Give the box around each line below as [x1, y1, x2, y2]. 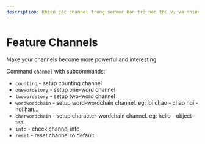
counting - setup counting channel [15, 79, 103, 86]
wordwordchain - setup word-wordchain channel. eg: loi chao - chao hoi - [15, 99, 198, 106]
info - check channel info [15, 125, 80, 132]
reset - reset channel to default [15, 131, 95, 138]
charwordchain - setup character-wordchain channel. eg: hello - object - [15, 112, 196, 119]
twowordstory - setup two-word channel [15, 93, 116, 100]
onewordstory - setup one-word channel [15, 86, 116, 93]
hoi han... [15, 105, 39, 113]
